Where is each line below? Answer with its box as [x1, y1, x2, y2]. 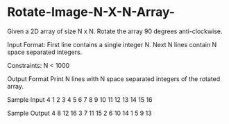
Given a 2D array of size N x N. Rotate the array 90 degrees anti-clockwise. [7, 27, 223, 35]
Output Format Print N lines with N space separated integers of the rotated [7, 74, 221, 83]
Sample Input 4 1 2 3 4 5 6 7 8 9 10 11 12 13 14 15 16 [7, 95, 153, 104]
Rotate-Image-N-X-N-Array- [7, 4, 176, 20]
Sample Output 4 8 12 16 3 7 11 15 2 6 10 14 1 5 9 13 [7, 109, 152, 117]
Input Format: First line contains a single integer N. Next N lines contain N [7, 40, 217, 48]
